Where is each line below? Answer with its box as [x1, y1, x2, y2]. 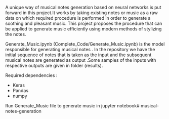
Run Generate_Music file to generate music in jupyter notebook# [5, 103, 140, 108]
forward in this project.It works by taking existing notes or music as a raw [5, 10, 158, 16]
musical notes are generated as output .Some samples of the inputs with [5, 57, 156, 63]
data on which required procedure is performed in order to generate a [5, 15, 151, 21]
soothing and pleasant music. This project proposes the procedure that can [5, 20, 162, 26]
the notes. [5, 31, 26, 37]
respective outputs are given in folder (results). [5, 63, 103, 68]
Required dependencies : [5, 72, 58, 78]
